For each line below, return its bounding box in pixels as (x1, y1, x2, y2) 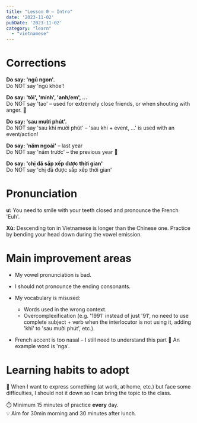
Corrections (6, 56, 66, 70)
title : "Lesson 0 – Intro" (6, 8, 73, 15)
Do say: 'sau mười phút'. (6, 118, 67, 125)
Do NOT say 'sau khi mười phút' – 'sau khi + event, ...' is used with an (6, 124, 175, 131)
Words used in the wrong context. (23, 305, 107, 312)
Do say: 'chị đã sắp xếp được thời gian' (6, 160, 103, 167)
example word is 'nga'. (14, 342, 70, 349)
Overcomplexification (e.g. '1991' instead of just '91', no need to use (23, 312, 189, 319)
